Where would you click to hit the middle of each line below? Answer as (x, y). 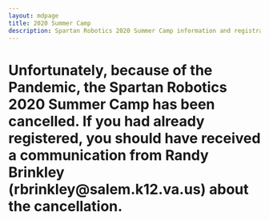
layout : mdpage (34, 16)
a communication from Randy (109, 155)
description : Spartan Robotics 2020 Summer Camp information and (119, 30)
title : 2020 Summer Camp (50, 23)
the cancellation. (65, 206)
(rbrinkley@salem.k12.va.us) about (129, 189)
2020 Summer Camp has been (112, 104)
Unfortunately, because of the (110, 70)
